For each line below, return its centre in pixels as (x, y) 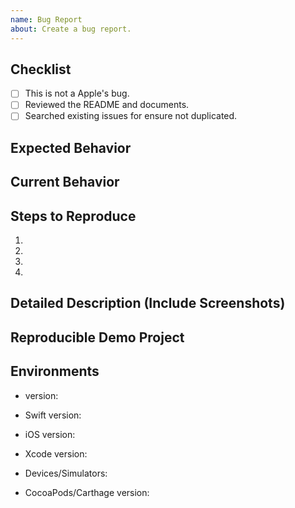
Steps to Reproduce (73, 216)
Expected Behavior (71, 147)
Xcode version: (56, 453)
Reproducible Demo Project (97, 337)
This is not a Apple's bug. (77, 93)
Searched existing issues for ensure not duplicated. (131, 116)
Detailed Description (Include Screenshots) (148, 303)
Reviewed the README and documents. (107, 105)
